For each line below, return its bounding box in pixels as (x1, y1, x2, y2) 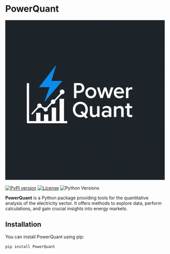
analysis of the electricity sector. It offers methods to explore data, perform (5, 200, 162, 206)
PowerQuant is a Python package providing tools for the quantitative (5, 195, 149, 201)
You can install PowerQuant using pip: (5, 234, 84, 240)
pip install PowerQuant (5, 244, 56, 249)
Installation (5, 220, 41, 229)
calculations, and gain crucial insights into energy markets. (5, 205, 128, 211)
